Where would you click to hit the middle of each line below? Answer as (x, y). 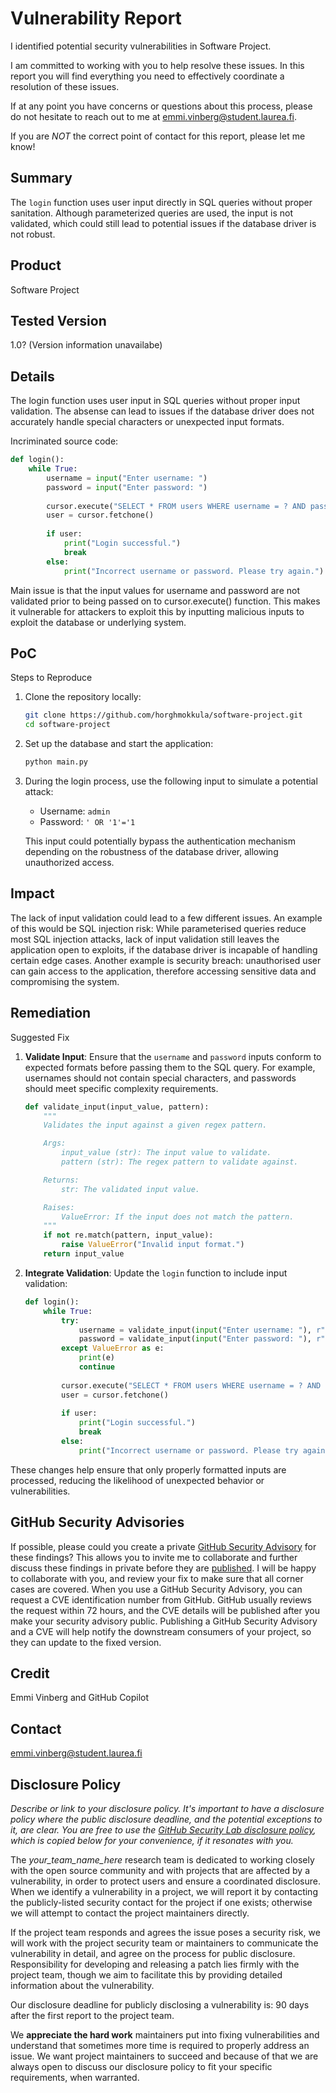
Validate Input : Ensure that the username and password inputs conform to (173, 1056)
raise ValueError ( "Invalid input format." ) (153, 1245)
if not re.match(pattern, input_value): (128, 1235)
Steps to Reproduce (51, 678)
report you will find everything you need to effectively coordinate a (147, 76)
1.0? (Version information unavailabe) (86, 345)
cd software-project (67, 725)
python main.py (56, 762)
